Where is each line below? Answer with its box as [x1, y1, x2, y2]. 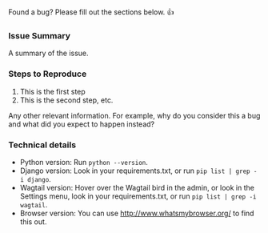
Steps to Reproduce [8, 68, 87, 79]
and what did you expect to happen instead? [8, 119, 154, 129]
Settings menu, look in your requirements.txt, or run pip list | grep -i [19, 191, 257, 201]
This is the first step [19, 86, 86, 96]
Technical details [8, 139, 77, 151]
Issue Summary [8, 30, 70, 41]
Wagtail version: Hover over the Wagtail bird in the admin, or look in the [19, 183, 254, 192]
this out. [19, 216, 47, 227]
